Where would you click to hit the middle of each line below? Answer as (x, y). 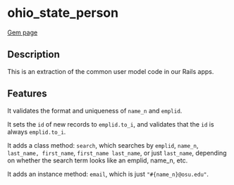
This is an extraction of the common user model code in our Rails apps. (111, 71)
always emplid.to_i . (37, 132)
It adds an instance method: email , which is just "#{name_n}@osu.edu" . (108, 174)
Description (33, 55)
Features (27, 94)
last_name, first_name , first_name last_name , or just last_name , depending (117, 153)
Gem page (23, 32)
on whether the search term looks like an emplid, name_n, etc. (98, 160)
